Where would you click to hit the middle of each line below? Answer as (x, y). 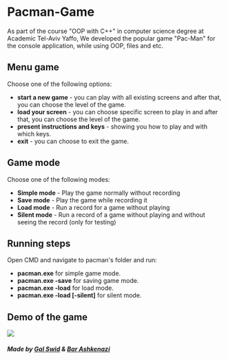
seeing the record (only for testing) (66, 222)
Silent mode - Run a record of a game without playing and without (111, 215)
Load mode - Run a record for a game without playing (93, 207)
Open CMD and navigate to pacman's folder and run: (82, 260)
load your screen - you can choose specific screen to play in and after (117, 112)
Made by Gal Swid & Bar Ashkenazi (59, 349)
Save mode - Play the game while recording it (82, 200)
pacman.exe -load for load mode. (65, 288)
